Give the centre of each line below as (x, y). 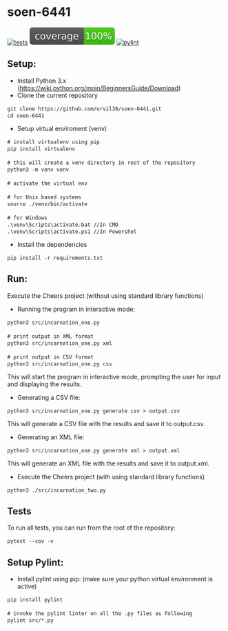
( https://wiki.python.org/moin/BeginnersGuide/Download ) (99, 88)
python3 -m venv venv (38, 170)
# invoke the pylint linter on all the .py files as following (100, 614)
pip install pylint (35, 600)
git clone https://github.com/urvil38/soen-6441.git (84, 109)
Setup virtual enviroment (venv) (62, 128)
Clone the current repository (58, 95)
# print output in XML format (51, 336)
